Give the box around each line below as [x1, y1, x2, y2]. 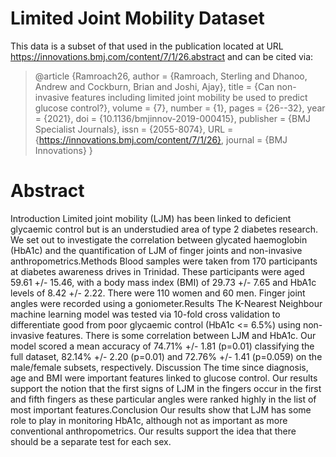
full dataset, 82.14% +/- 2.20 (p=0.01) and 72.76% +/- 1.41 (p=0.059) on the [10, 350, 323, 362]
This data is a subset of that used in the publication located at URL [10, 40, 284, 52]
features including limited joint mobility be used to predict [71, 91, 308, 103]
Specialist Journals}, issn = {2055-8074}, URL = [34, 123, 234, 135]
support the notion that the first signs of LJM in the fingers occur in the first [10, 382, 322, 394]
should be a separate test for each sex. [10, 435, 172, 447]
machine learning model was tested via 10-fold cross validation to [10, 308, 281, 320]
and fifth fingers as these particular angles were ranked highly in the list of [10, 393, 317, 405]
